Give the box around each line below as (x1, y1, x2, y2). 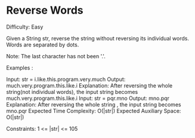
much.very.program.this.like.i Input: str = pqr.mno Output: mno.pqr (6, 95, 170, 102)
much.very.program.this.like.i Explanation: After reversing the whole (6, 81, 173, 89)
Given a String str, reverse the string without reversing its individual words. (6, 34, 190, 42)
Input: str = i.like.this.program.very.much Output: (6, 76, 126, 83)
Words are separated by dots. (6, 41, 79, 48)
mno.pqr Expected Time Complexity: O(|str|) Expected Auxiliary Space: (6, 107, 181, 114)
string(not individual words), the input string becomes (6, 88, 138, 95)
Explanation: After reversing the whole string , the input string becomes (6, 101, 181, 108)
